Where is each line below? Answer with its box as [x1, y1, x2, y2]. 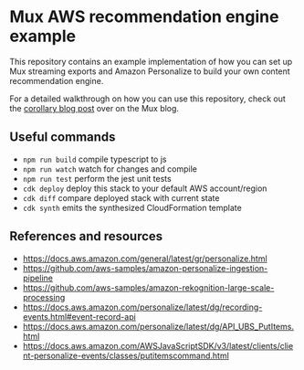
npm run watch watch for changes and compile [22, 163, 198, 174]
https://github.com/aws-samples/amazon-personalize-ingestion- [22, 262, 268, 273]
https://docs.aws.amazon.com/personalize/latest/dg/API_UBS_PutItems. [22, 321, 295, 332]
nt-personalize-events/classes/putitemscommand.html [22, 350, 230, 361]
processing [22, 291, 66, 302]
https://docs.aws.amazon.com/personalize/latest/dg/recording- [22, 301, 263, 312]
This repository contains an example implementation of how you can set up [9, 56, 293, 67]
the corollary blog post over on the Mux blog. [9, 102, 180, 113]
